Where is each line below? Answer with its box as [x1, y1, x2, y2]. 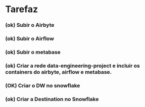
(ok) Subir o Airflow [5, 35, 55, 42]
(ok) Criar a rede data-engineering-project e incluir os [5, 62, 140, 69]
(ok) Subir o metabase [5, 48, 61, 56]
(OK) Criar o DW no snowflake [5, 82, 80, 89]
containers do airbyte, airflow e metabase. [5, 68, 112, 75]
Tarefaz [5, 4, 38, 15]
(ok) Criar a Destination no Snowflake [5, 95, 99, 102]
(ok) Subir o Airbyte [5, 22, 55, 29]
